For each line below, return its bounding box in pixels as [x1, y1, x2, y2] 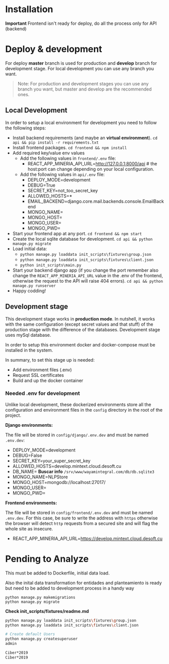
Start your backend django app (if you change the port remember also [12, 267, 159, 273]
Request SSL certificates [12, 372, 64, 378]
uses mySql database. [5, 332, 51, 338]
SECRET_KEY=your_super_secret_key [12, 458, 91, 464]
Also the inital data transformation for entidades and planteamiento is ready [5, 580, 162, 586]
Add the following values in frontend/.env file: [20, 155, 116, 161]
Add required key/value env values [12, 150, 85, 156]
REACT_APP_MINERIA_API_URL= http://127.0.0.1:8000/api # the [27, 160, 157, 166]
